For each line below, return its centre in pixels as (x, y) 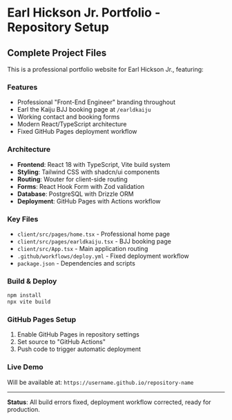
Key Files (23, 219)
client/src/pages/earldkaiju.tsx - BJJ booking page (94, 241)
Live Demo (25, 367)
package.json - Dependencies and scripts (76, 263)
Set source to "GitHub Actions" (61, 342)
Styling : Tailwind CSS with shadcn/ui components (88, 172)
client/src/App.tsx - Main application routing (83, 248)
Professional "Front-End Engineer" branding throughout (96, 102)
